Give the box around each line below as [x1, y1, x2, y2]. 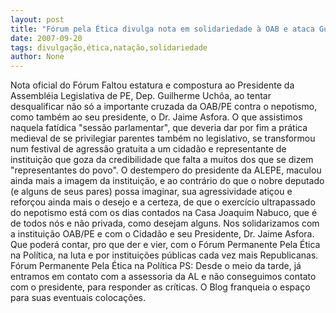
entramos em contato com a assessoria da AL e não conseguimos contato [10, 271, 317, 283]
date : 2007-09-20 [10, 33, 83, 43]
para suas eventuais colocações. [10, 292, 147, 304]
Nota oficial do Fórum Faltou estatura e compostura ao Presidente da [10, 79, 295, 91]
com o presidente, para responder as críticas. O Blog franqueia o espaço [10, 281, 311, 293]
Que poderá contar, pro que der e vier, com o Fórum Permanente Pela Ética [10, 239, 321, 251]
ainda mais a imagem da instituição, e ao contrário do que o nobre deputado [10, 175, 325, 187]
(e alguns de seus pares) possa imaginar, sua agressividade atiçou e [10, 186, 293, 198]
